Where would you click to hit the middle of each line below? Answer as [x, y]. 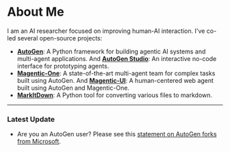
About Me [36, 12]
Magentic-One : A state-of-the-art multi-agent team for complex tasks [116, 73]
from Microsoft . [39, 142]
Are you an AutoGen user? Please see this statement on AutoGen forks [117, 134]
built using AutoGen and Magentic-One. [73, 88]
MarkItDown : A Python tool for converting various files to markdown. [115, 95]
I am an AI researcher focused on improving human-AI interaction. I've [106, 31]
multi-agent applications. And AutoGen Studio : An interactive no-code [117, 58]
